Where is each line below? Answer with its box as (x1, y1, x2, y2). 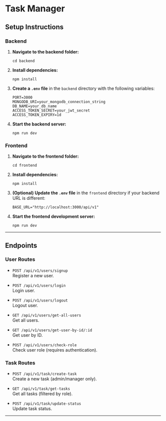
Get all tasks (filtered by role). (12, 391, 73, 397)
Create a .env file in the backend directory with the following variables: (12, 85, 155, 91)
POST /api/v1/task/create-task (12, 371, 77, 377)
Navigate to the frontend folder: (12, 153, 79, 159)
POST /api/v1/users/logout (12, 298, 68, 303)
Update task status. (12, 406, 52, 412)
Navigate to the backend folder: (12, 49, 79, 55)
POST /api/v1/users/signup (12, 268, 68, 273)
